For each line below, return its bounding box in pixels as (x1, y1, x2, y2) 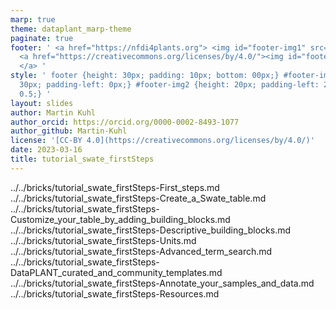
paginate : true (10, 33, 74, 43)
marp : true (10, 14, 56, 25)
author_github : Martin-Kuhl (10, 126, 128, 136)
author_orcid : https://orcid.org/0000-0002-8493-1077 (10, 117, 240, 127)
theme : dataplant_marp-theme (10, 24, 132, 34)
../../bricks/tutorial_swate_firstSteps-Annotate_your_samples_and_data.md (10, 277, 315, 289)
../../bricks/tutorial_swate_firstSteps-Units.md (10, 234, 197, 246)
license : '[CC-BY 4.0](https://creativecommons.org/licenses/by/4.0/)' (10, 136, 315, 146)
